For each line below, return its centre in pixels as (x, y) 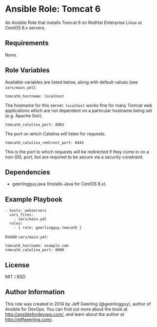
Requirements (27, 43)
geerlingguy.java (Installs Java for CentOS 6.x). (59, 184)
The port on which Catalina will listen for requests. (56, 133)
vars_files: (22, 215)
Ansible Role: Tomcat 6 (53, 9)
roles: (16, 223)
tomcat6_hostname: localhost (35, 96)
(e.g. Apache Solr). (24, 115)
